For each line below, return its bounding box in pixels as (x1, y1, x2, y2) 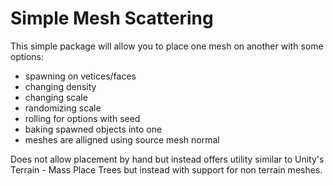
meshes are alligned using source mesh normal (24, 133, 220, 146)
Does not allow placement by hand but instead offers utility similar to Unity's (10, 153, 325, 165)
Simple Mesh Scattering (10, 7, 214, 30)
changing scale (24, 91, 88, 103)
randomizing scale (24, 102, 102, 114)
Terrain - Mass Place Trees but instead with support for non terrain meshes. (10, 163, 323, 176)
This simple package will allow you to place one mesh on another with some (10, 40, 324, 52)
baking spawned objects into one (24, 123, 163, 135)
